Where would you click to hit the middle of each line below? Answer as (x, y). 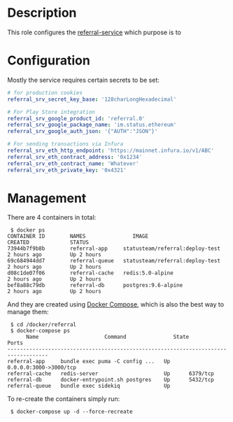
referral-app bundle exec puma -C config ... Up (89, 362)
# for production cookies (45, 92)
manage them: (28, 312)
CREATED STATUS (48, 243)
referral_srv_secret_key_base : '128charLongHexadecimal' (92, 99)
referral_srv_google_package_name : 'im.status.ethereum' (92, 125)
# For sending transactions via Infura (65, 144)
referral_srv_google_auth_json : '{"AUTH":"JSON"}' (83, 132)
